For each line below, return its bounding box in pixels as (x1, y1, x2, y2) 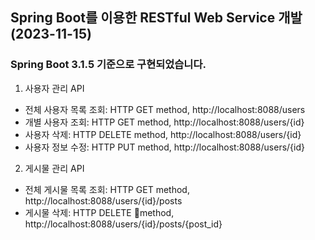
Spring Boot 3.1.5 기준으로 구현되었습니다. (10, 58, 207, 72)
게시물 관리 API (24, 162, 85, 174)
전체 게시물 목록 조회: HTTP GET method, (24, 183, 190, 195)
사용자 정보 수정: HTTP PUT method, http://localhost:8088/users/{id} (24, 141, 305, 153)
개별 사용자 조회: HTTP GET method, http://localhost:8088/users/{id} (24, 116, 305, 128)
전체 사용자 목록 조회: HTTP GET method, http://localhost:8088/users (24, 103, 306, 115)
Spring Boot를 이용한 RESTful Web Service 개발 (10, 9, 303, 27)
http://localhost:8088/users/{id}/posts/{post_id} (24, 218, 223, 230)
